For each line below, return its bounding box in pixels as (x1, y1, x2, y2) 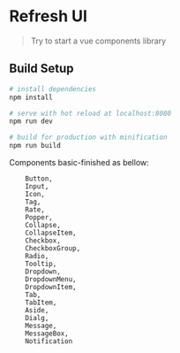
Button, (25, 174, 53, 183)
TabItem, (25, 298, 57, 307)
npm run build (9, 142, 62, 150)
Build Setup (9, 61, 74, 76)
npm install (9, 93, 53, 102)
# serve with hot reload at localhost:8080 (9, 109, 172, 118)
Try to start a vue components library (30, 35, 167, 46)
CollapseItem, (25, 228, 77, 237)
